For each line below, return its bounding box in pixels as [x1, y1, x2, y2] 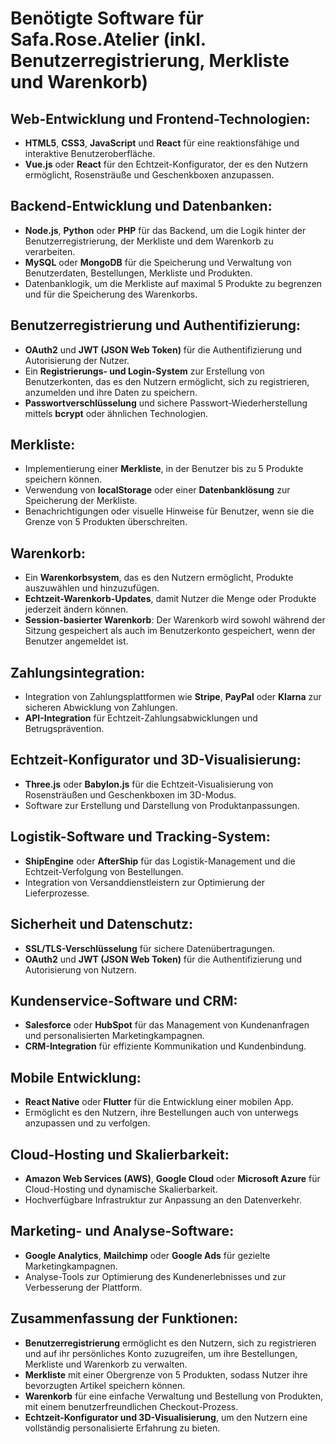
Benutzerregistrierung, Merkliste [10, 50, 290, 72]
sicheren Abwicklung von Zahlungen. [24, 702, 178, 714]
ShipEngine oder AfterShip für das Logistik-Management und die [24, 855, 296, 867]
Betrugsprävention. [24, 723, 105, 735]
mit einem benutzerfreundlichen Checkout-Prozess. [24, 1400, 239, 1412]
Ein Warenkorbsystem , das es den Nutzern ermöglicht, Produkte [24, 572, 294, 584]
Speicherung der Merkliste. [24, 495, 138, 507]
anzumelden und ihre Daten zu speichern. [24, 386, 198, 398]
